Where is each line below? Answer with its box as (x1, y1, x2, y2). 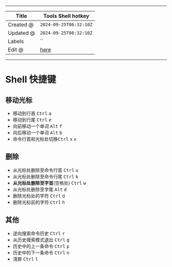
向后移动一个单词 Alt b (12, 129, 62, 136)
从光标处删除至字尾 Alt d (12, 186, 67, 193)
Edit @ (8, 46, 24, 53)
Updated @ (8, 29, 35, 36)
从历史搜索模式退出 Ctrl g (12, 237, 70, 243)
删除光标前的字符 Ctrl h (12, 199, 65, 205)
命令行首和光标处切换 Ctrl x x (12, 136, 77, 142)
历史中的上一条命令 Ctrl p (12, 243, 70, 249)
